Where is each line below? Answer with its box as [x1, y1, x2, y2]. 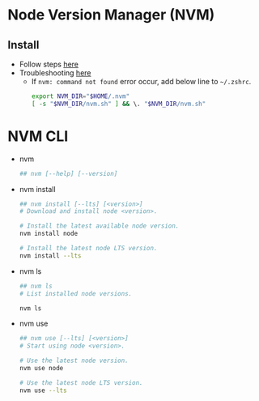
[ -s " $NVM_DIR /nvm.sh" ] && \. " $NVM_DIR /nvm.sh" [31, 100, 206, 108]
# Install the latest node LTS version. [19, 245, 158, 253]
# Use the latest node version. [19, 356, 129, 365]
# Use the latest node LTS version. [19, 378, 143, 386]
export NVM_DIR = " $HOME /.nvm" [31, 92, 130, 100]
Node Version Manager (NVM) [7, 6, 215, 24]
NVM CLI [7, 127, 69, 145]
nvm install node [19, 229, 79, 238]
